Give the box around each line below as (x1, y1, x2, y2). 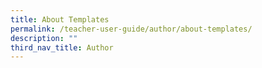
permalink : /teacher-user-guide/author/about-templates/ (10, 24, 253, 34)
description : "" (10, 33, 78, 43)
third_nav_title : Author (10, 42, 114, 53)
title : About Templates (10, 14, 110, 25)
